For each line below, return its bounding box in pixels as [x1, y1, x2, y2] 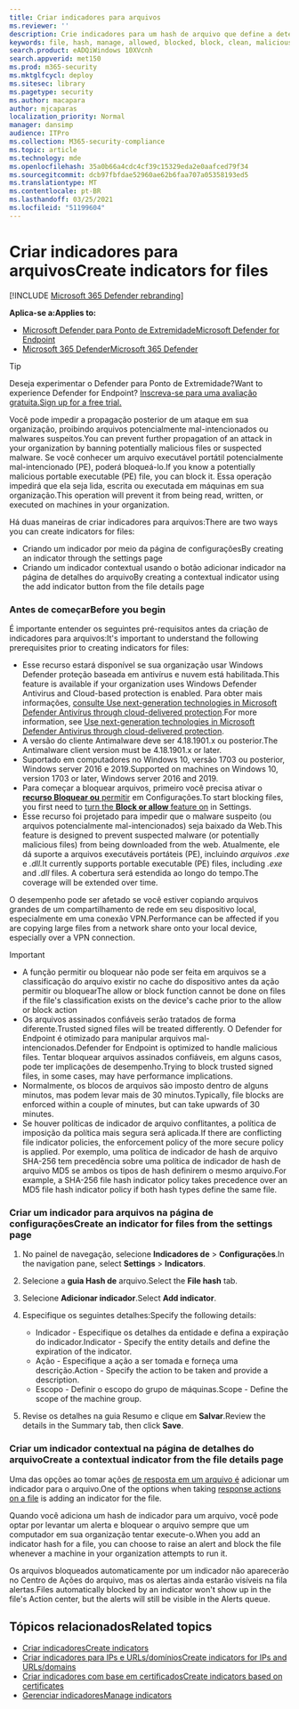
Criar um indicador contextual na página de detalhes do [9, 1443, 255, 1455]
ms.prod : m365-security [9, 63, 98, 72]
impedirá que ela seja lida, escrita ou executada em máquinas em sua [9, 480, 264, 490]
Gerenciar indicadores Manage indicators [21, 1690, 172, 1701]
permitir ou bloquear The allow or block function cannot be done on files [21, 985, 287, 996]
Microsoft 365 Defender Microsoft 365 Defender [21, 344, 198, 354]
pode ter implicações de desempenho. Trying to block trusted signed [21, 1061, 274, 1072]
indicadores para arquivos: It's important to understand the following [9, 633, 259, 644]
